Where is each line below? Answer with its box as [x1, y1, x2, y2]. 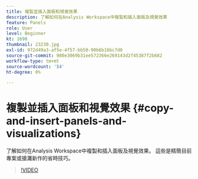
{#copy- [132, 102, 174, 115]
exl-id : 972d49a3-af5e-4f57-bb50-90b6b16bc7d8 [6, 47, 123, 53]
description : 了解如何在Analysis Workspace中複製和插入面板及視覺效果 [6, 14, 167, 20]
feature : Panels [6, 19, 46, 25]
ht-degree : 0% [6, 69, 41, 75]
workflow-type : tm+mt [6, 58, 60, 64]
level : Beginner [6, 31, 46, 37]
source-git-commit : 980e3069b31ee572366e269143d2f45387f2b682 [6, 53, 163, 58]
